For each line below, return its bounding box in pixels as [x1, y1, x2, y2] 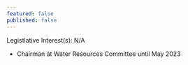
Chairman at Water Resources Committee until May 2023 [16, 50, 181, 58]
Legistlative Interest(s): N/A [6, 36, 85, 44]
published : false [6, 17, 57, 24]
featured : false [6, 10, 54, 17]
